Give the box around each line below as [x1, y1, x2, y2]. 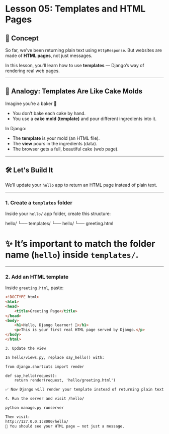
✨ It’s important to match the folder [5, 238, 155, 250]
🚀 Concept [5, 34, 39, 42]
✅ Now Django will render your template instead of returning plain [5, 387, 153, 392]
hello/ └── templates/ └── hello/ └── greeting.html [5, 220, 114, 226]
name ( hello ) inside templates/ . [5, 249, 139, 260]
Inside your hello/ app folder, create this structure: [5, 210, 111, 216]
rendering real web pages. [5, 68, 60, 74]
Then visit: [5, 414, 30, 419]
